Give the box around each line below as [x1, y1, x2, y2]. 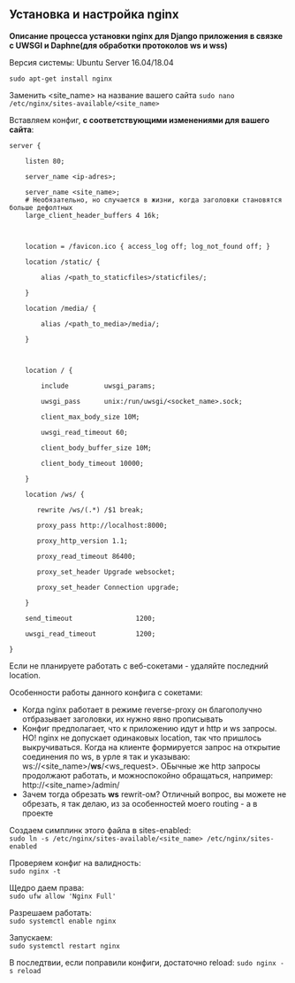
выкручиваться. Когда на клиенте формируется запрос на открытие [21, 741, 281, 752]
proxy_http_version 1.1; [36, 536, 128, 546]
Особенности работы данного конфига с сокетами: [9, 686, 203, 698]
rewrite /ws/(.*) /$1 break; [36, 505, 144, 515]
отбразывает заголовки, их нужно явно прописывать [21, 713, 223, 724]
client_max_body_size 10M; [41, 412, 140, 422]
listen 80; [25, 157, 65, 166]
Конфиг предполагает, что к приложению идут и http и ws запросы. [21, 723, 277, 733]
